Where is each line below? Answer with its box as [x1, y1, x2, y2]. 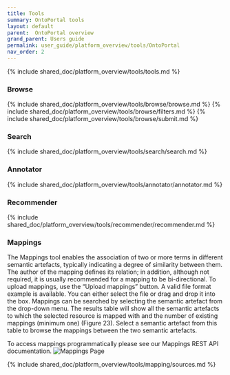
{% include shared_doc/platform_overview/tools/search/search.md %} [7, 147, 208, 156]
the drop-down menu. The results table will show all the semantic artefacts [7, 304, 220, 313]
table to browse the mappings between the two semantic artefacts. [7, 326, 198, 334]
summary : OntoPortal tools [7, 17, 85, 23]
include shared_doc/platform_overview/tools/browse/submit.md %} [7, 115, 198, 123]
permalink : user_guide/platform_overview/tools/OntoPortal [7, 42, 180, 49]
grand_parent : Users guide [7, 36, 85, 43]
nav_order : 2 [7, 49, 45, 56]
